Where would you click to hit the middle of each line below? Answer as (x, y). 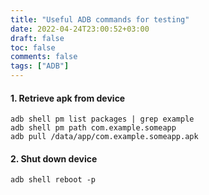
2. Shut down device (54, 158)
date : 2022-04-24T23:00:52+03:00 (80, 29)
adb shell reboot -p (53, 180)
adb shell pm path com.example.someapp (93, 128)
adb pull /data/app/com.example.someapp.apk (104, 137)
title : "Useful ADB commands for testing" (100, 19)
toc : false (33, 47)
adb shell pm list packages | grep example (102, 119)
